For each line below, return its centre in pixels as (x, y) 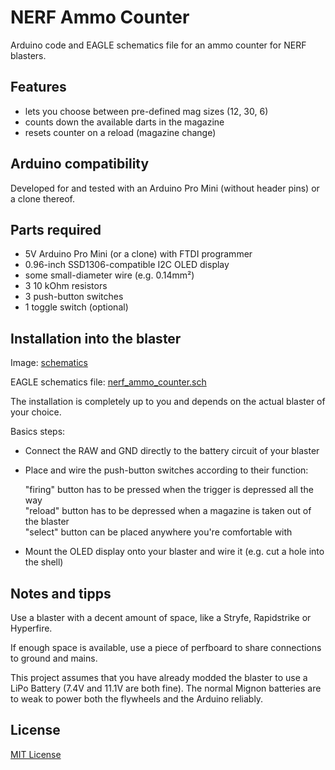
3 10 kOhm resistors (66, 286)
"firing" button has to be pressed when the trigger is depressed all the (169, 490)
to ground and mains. (54, 658)
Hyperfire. (31, 628)
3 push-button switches (74, 297)
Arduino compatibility (80, 164)
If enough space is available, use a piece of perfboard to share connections (166, 647)
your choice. (36, 412)
